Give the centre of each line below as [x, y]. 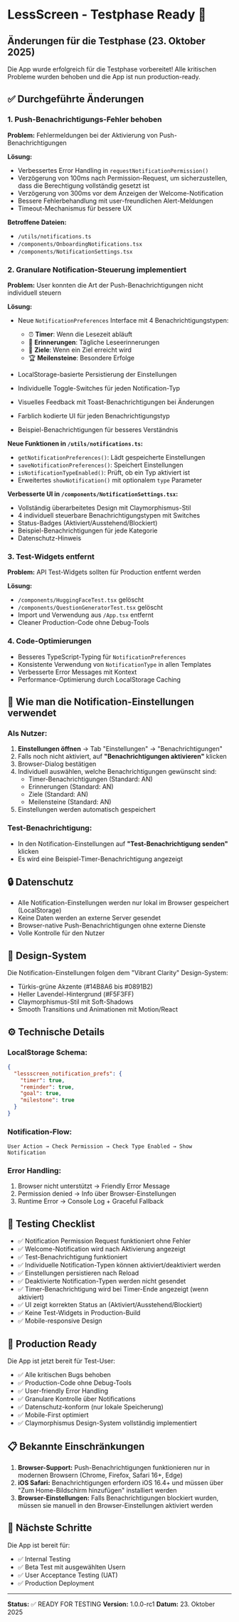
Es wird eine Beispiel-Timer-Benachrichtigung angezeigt [100, 859]
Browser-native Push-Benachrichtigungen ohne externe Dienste [112, 926]
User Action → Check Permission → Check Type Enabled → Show [100, 1147]
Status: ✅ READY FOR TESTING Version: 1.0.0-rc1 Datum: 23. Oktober [111, 1604]
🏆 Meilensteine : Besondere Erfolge [81, 358]
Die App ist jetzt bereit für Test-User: [62, 1361]
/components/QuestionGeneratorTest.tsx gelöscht [90, 608]
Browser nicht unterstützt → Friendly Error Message [94, 1186]
